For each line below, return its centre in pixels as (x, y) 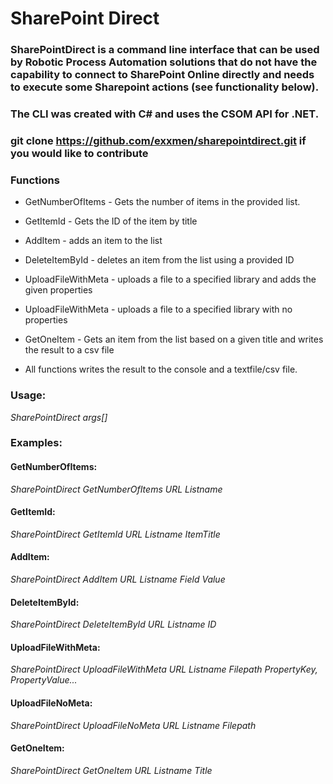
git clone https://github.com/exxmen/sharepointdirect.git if (158, 140)
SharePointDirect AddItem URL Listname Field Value (118, 579)
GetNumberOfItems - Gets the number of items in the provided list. (162, 202)
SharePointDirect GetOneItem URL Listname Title (111, 770)
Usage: (28, 395)
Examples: (36, 443)
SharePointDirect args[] (59, 417)
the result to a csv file (69, 350)
